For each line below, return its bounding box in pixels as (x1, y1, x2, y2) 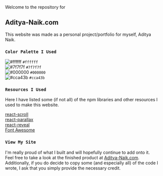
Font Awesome (5, 127, 35, 133)
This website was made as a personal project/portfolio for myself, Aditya (5, 31, 151, 37)
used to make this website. (5, 102, 59, 108)
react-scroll (5, 112, 28, 117)
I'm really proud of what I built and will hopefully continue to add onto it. (5, 149, 150, 155)
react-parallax (5, 117, 33, 122)
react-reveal (5, 122, 30, 128)
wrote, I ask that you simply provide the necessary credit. (5, 165, 121, 171)
